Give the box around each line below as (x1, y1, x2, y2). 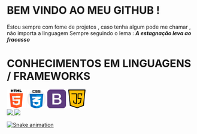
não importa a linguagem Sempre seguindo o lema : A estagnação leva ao (7, 29, 192, 36)
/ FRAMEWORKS (7, 70, 90, 83)
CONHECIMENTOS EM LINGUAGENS (7, 57, 192, 70)
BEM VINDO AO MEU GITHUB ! (7, 4, 160, 17)
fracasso (7, 36, 31, 43)
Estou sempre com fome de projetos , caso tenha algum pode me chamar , (7, 23, 191, 30)
